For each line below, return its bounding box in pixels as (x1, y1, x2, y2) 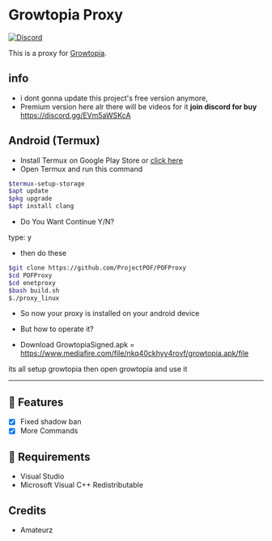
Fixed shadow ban (19, 417, 82, 427)
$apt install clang (8, 202, 74, 211)
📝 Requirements (8, 449, 91, 463)
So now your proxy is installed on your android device (19, 309, 200, 318)
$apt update (8, 187, 49, 195)
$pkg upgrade (8, 194, 53, 203)
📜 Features (8, 395, 64, 409)
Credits (8, 504, 47, 518)
